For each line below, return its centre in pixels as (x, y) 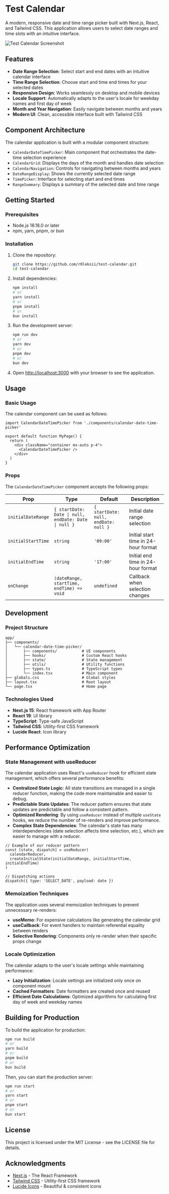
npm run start (20, 1086)
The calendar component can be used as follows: (57, 414)
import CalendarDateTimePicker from (44, 423)
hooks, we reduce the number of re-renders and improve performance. (86, 820)
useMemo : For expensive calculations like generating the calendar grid (86, 920)
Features (19, 59)
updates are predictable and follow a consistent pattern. (71, 810)
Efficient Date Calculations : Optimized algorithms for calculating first (84, 996)
